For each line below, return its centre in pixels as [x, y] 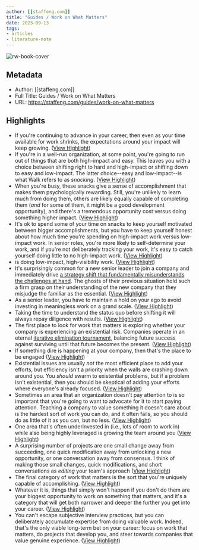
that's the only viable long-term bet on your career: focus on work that [101, 527]
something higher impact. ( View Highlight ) [67, 217]
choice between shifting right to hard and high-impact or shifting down [101, 167]
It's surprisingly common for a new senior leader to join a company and [102, 268]
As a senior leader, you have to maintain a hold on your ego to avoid [98, 300]
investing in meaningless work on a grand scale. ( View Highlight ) [94, 306]
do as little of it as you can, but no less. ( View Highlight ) [83, 420]
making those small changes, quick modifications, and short [88, 464]
